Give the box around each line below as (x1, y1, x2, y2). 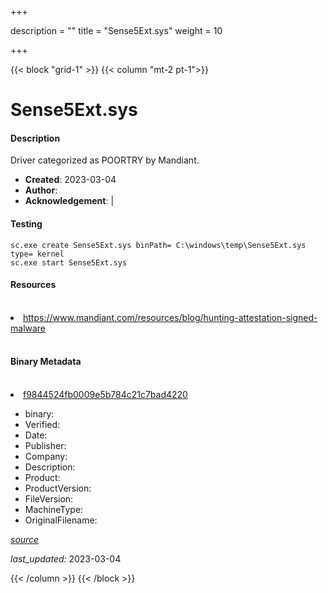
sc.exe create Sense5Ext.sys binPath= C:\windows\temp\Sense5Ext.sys (10, 240, 307, 250)
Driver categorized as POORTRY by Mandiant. (10, 154, 200, 166)
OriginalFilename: (24, 514, 98, 526)
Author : (24, 184, 58, 196)
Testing (10, 217, 43, 230)
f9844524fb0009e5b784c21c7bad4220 (23, 389, 188, 400)
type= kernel (10, 249, 65, 259)
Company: (24, 451, 68, 462)
